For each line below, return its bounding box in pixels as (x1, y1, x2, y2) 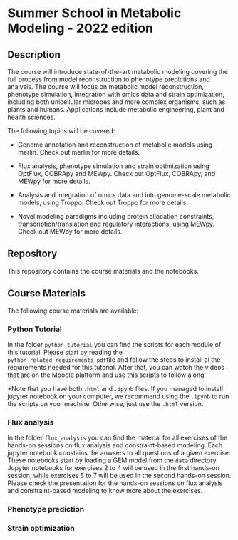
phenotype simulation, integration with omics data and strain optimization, (7, 90, 224, 98)
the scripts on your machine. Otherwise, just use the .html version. (7, 399, 204, 407)
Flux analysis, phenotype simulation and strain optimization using (17, 162, 210, 170)
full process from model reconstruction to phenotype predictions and (7, 75, 210, 83)
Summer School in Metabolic (7, 5, 182, 21)
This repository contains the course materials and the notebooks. (7, 266, 200, 275)
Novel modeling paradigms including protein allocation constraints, (17, 212, 214, 220)
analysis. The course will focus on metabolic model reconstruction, (7, 83, 205, 90)
